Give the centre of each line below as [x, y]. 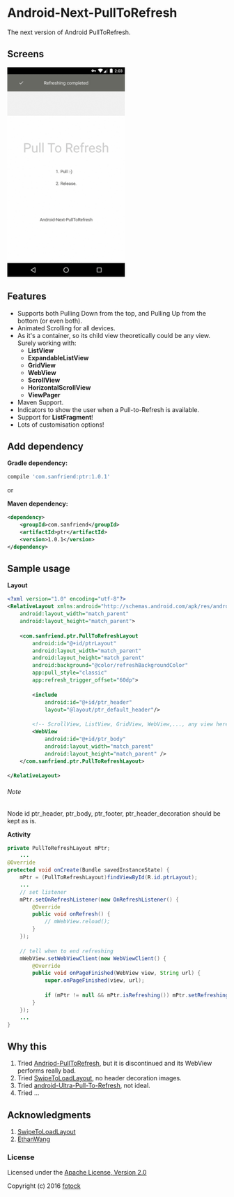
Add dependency [45, 446]
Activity [19, 834]
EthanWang [34, 1139]
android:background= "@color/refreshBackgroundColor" [110, 666]
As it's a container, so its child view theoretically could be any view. [114, 335]
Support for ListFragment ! [55, 417]
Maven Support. [40, 402]
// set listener [44, 892]
